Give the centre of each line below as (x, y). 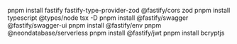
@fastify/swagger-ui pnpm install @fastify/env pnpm (84, 25)
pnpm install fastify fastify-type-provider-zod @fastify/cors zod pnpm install (119, 10)
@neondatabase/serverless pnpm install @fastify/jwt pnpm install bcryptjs (116, 33)
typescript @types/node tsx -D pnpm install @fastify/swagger (98, 18)
